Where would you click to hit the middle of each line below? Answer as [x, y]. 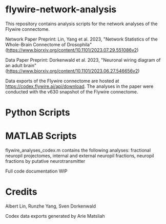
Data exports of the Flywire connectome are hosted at [62, 81]
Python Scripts [38, 113]
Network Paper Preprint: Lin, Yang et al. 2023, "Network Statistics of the [81, 39]
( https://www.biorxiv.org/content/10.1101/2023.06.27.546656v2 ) [72, 71]
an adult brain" [21, 65]
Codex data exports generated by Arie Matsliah [55, 216]
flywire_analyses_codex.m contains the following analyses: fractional [78, 151]
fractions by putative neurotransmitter [45, 161]
